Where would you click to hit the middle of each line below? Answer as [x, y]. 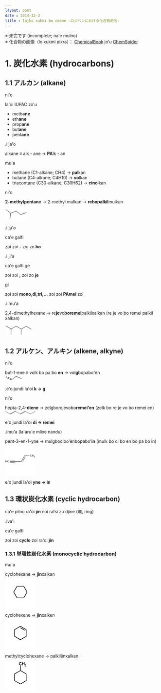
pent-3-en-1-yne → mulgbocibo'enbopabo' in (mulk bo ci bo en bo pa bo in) [81, 441]
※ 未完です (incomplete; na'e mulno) [41, 36]
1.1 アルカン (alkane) [36, 83]
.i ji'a [10, 256]
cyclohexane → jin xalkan [30, 574]
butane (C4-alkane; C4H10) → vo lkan [50, 178]
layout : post [18, 10]
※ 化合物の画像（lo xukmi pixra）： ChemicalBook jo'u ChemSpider [72, 42]
